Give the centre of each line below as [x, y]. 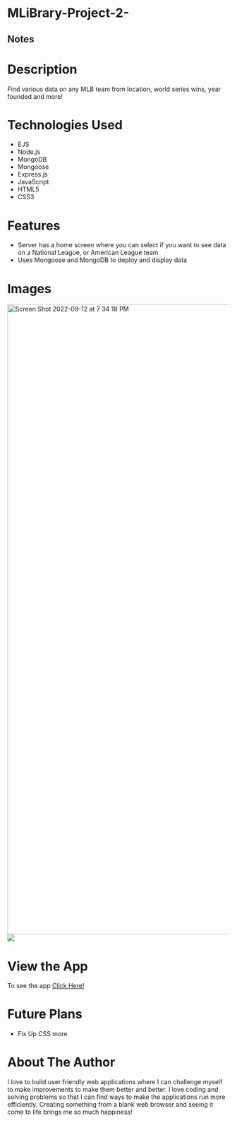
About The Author [61, 1063]
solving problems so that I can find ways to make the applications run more [116, 1097]
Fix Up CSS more [42, 1034]
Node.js [29, 152]
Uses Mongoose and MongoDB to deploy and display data [102, 260]
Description [42, 69]
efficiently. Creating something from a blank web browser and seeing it [110, 1105]
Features [34, 226]
